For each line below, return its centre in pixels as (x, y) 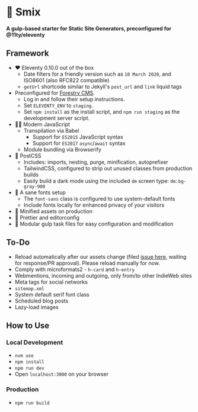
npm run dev (29, 368)
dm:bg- (178, 181)
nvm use (24, 356)
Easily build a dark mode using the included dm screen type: (96, 181)
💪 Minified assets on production (54, 211)
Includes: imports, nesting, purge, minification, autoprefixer (96, 162)
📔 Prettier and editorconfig (47, 217)
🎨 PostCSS (28, 156)
